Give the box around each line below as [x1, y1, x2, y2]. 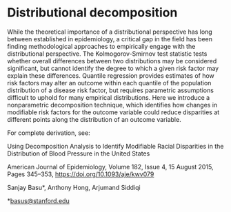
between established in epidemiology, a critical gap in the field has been [7, 34, 212, 43]
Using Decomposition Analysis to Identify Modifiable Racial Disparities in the [7, 142, 224, 150]
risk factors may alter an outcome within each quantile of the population [7, 78, 212, 87]
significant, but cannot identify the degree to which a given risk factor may [7, 64, 219, 72]
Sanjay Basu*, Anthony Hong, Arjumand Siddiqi [7, 183, 141, 191]
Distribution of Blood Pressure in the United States [7, 149, 150, 158]
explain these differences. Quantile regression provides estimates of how [7, 71, 215, 80]
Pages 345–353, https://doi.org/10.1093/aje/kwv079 [7, 170, 154, 178]
